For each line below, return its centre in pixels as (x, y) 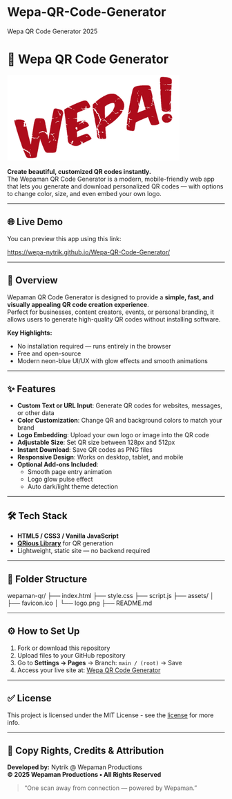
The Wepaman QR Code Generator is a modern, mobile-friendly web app (111, 179)
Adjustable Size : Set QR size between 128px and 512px (96, 442)
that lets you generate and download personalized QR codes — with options (115, 186)
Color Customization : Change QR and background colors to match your (120, 421)
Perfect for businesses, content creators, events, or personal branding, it (110, 312)
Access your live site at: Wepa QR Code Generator (89, 670)
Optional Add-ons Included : (58, 464)
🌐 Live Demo (35, 222)
